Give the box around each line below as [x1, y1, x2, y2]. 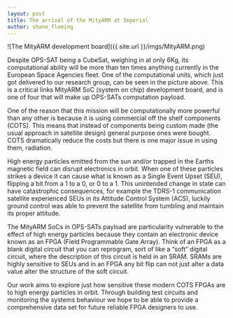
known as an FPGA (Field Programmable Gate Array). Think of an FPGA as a [7, 238, 226, 246]
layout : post [7, 10, 45, 17]
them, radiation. [7, 144, 52, 152]
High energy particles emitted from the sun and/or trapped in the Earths [7, 157, 215, 166]
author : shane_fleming [7, 23, 73, 30]
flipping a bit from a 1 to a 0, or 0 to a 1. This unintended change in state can [7, 180, 226, 188]
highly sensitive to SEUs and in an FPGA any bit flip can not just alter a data [7, 260, 224, 268]
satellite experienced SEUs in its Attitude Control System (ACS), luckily [7, 194, 211, 203]
